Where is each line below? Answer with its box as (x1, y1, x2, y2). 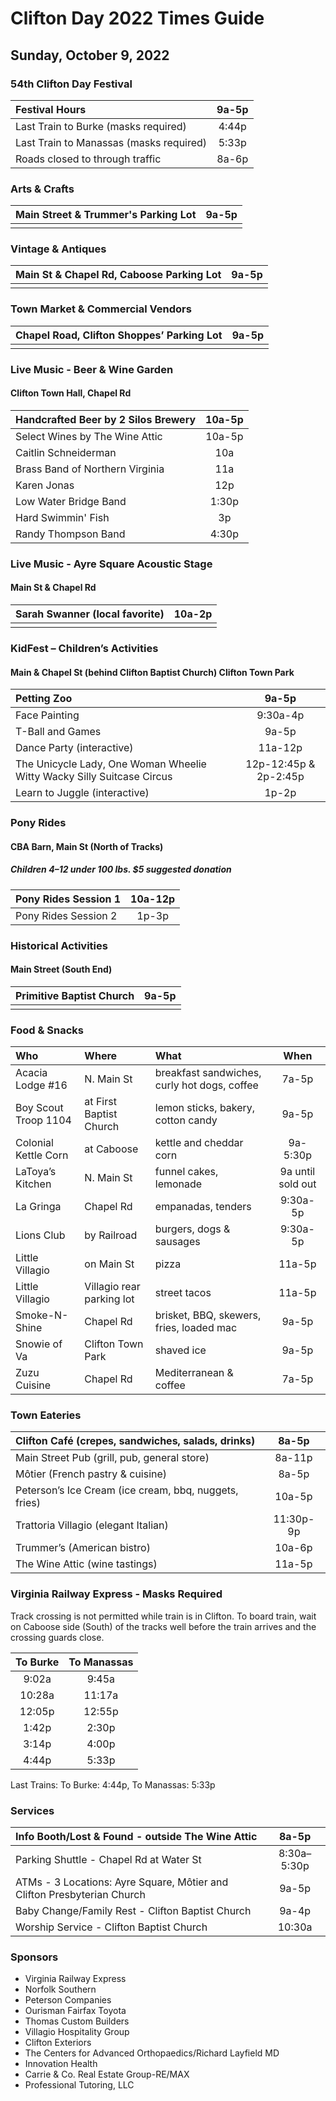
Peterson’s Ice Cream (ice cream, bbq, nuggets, (15, 1483, 239, 1497)
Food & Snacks (10, 1023, 84, 1037)
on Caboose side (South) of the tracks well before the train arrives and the (10, 1620, 317, 1632)
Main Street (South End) (10, 963, 113, 976)
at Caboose (84, 1142, 139, 1156)
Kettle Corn (15, 1148, 69, 1162)
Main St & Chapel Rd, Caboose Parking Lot (15, 268, 222, 282)
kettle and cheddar (154, 1136, 244, 1150)
